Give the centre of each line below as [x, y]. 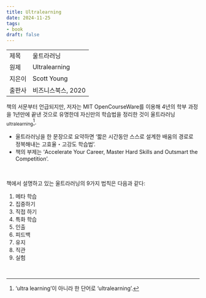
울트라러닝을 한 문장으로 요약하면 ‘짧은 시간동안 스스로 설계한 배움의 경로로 [104, 136]
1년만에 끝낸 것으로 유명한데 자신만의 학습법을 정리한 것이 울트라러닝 [94, 115]
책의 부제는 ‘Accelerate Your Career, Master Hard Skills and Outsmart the [106, 151]
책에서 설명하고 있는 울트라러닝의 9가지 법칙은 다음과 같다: [76, 183]
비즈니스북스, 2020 [59, 91]
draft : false [23, 35]
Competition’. [32, 159]
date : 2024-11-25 [29, 18]
